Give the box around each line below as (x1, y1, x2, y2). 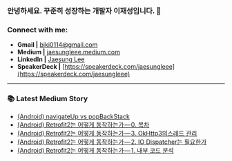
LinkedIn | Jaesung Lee (17, 55, 85, 63)
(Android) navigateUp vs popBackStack (17, 112, 130, 120)
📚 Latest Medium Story (7, 94, 88, 104)
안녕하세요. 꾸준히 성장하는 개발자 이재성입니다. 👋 (7, 6, 162, 15)
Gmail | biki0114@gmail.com (17, 41, 98, 49)
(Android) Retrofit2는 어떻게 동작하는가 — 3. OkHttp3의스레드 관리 (17, 129, 197, 137)
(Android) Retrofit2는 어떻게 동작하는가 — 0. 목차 (17, 120, 150, 129)
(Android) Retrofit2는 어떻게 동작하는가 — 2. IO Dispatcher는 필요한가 (17, 138, 207, 146)
